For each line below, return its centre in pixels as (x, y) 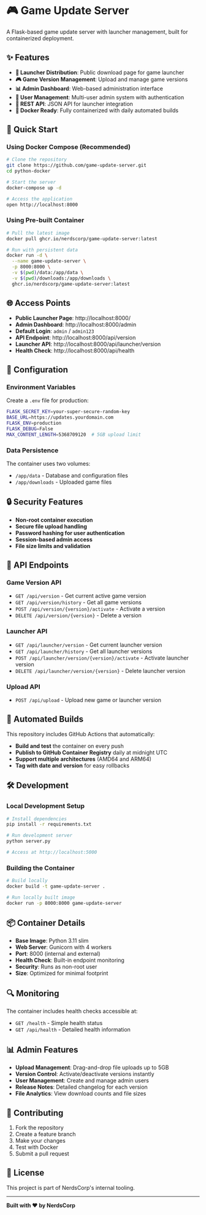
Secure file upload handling (51, 526)
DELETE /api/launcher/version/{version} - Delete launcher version (100, 671)
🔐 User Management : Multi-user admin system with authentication (100, 97)
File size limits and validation (53, 546)
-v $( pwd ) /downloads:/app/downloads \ (62, 278)
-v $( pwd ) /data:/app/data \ (48, 273)
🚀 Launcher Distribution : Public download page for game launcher (100, 72)
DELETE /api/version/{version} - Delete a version (78, 615)
